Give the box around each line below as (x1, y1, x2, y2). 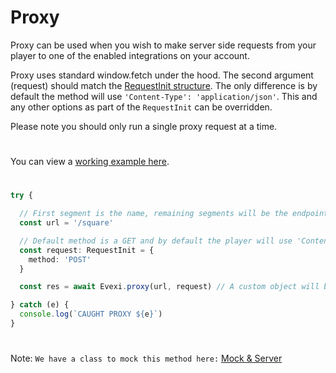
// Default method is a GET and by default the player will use (19, 236, 293, 246)
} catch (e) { (10, 300, 70, 310)
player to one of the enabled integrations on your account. (10, 49, 250, 61)
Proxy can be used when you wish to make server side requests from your (10, 39, 317, 51)
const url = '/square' (19, 218, 114, 228)
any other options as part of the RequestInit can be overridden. (10, 101, 273, 113)
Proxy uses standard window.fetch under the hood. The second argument (10, 69, 314, 81)
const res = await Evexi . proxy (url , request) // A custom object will (19, 282, 320, 292)
